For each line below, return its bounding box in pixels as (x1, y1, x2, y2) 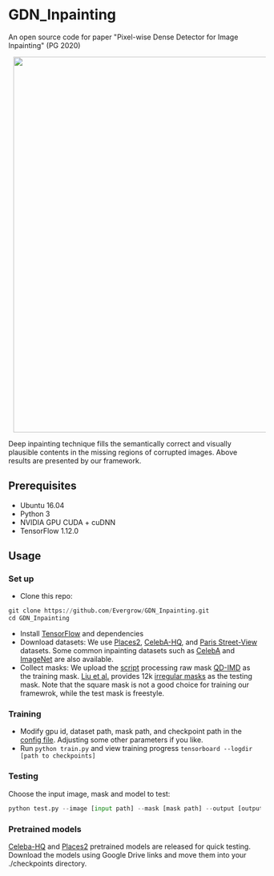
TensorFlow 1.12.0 (19, 526, 79, 535)
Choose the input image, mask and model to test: (8, 789, 171, 798)
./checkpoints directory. (8, 858, 87, 868)
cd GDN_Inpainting (8, 615, 70, 623)
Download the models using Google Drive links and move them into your (8, 850, 247, 859)
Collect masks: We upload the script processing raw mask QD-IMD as (19, 663, 251, 672)
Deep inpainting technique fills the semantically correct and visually (8, 438, 232, 448)
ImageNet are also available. (19, 655, 114, 664)
